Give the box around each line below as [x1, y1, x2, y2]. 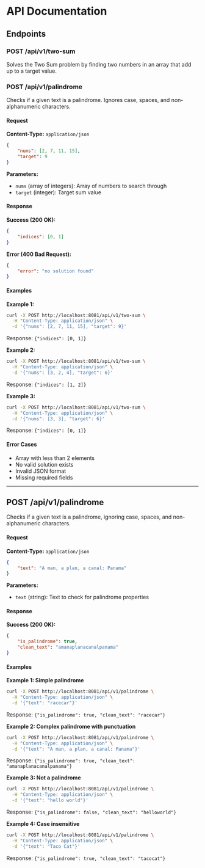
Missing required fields [15, 473, 73, 481]
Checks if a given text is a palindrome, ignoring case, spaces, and [6, 513, 172, 520]
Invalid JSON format [15, 467, 67, 475]
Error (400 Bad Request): [6, 250, 71, 258]
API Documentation [6, 4, 107, 18]
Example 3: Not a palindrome [6, 774, 81, 781]
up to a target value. [6, 67, 57, 75]
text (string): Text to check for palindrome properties [15, 594, 149, 601]
